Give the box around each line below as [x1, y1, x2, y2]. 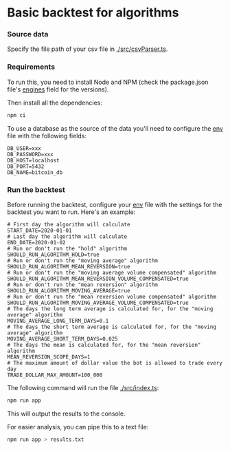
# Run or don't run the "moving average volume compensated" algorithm [7, 269, 216, 276]
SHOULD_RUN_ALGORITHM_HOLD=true [7, 251, 100, 258]
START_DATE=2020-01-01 [7, 227, 72, 234]
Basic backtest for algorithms [7, 5, 179, 21]
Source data [7, 30, 49, 39]
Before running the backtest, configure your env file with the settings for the [7, 200, 222, 208]
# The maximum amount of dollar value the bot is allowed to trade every [7, 359, 223, 366]
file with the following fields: [7, 131, 87, 140]
